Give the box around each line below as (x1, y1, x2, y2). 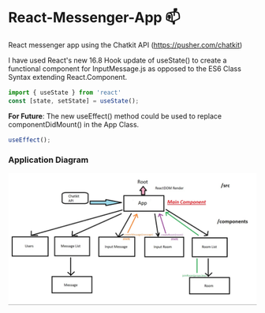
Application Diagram (8, 154, 89, 165)
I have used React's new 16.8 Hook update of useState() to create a (8, 55, 227, 65)
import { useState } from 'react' (8, 89, 122, 96)
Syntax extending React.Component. (8, 72, 128, 81)
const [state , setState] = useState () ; (8, 96, 140, 105)
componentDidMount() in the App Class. (8, 119, 140, 129)
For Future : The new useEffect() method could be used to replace (8, 111, 222, 121)
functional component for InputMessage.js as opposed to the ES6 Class (8, 63, 242, 74)
